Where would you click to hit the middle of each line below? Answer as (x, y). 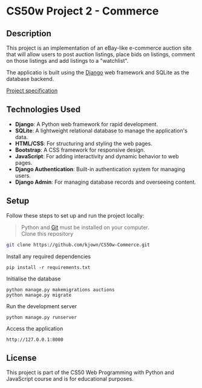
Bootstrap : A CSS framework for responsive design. (80, 150)
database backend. (30, 79)
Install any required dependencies (49, 256)
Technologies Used (43, 110)
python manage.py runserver (42, 317)
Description (29, 34)
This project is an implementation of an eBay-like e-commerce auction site (99, 48)
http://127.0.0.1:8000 (35, 340)
